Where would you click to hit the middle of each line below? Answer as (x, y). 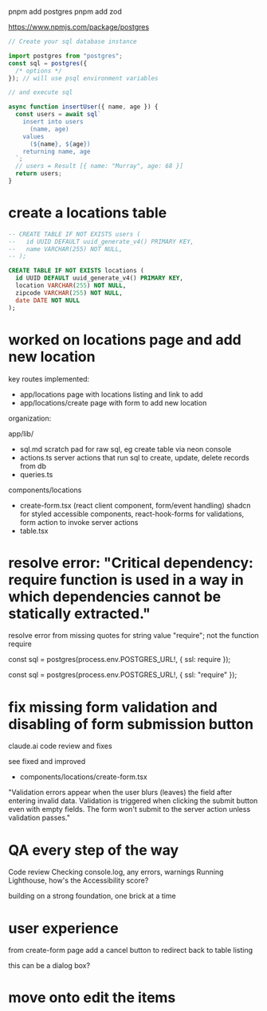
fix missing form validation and (113, 707)
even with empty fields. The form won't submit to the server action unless (130, 809)
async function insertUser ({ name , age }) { (83, 107)
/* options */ (39, 71)
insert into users (53, 122)
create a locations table (88, 213)
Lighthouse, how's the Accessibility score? (79, 880)
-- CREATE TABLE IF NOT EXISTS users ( (75, 234)
